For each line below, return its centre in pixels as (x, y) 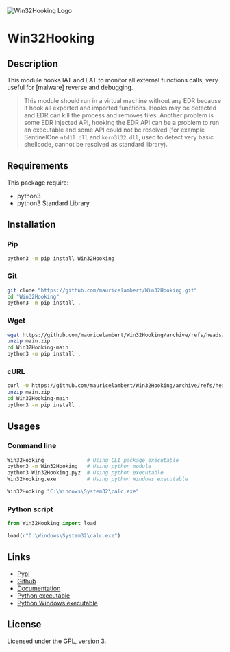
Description (33, 63)
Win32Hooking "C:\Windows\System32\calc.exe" (73, 492)
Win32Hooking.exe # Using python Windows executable (98, 479)
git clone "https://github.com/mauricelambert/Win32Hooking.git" (102, 290)
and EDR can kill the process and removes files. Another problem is (119, 115)
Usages (24, 427)
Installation (31, 225)
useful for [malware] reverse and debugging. (70, 87)
